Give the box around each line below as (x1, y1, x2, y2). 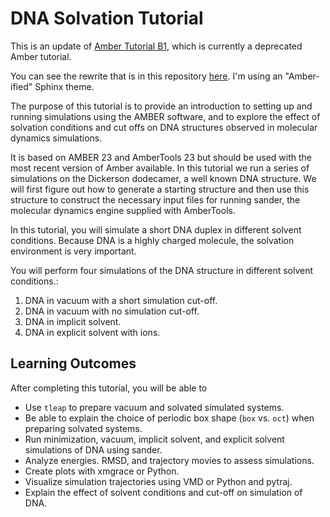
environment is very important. (10, 245, 137, 257)
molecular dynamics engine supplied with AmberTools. (10, 204, 236, 216)
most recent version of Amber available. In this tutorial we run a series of (10, 162, 310, 174)
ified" (10, 80, 33, 92)
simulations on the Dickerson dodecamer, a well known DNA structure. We (10, 172, 317, 184)
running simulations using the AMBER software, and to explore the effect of (10, 110, 321, 122)
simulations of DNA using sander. (24, 443, 163, 456)
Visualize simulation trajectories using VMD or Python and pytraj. (24, 475, 293, 487)
